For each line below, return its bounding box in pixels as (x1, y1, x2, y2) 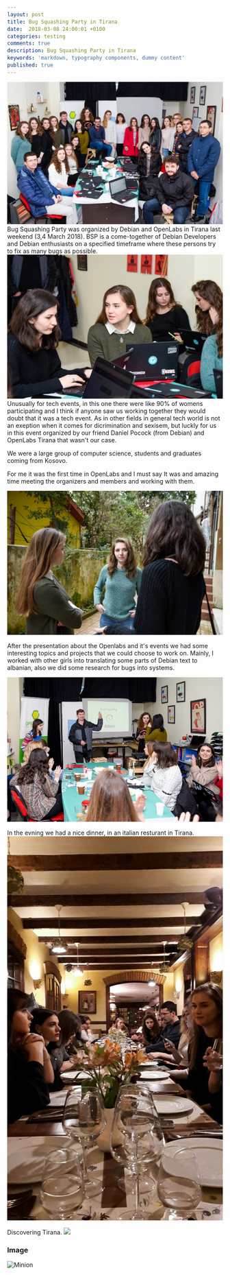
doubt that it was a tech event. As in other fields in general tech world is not (7, 414, 220, 422)
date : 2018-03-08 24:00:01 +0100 (7, 25, 106, 32)
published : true (7, 62, 53, 69)
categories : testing (7, 33, 66, 40)
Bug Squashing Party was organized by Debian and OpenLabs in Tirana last (7, 225, 220, 233)
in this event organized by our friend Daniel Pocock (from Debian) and (7, 429, 205, 437)
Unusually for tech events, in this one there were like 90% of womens (7, 400, 203, 408)
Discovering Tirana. (7, 1228, 63, 1236)
